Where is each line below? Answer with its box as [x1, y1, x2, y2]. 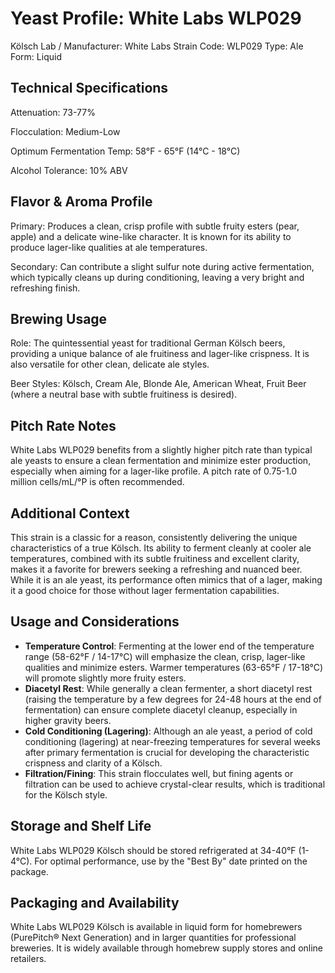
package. [10, 865, 49, 877]
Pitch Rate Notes [10, 417, 117, 434]
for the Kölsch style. [24, 788, 108, 801]
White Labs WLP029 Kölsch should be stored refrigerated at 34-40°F [10, 844, 297, 856]
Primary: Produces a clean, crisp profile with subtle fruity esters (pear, [10, 220, 300, 232]
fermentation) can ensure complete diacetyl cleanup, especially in [24, 703, 298, 716]
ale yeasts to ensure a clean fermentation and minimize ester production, [10, 455, 312, 467]
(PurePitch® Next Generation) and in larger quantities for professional [10, 932, 297, 944]
